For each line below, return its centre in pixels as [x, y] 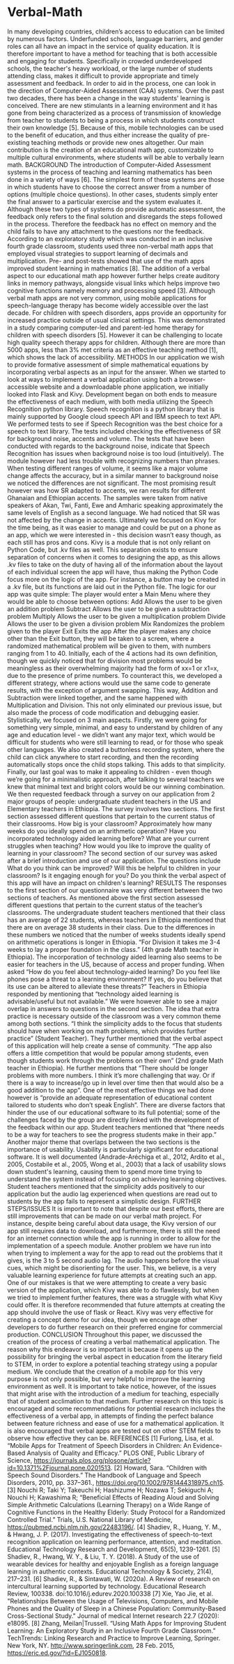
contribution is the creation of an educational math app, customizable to [110, 150]
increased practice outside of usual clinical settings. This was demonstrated [116, 320]
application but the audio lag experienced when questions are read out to [112, 1194]
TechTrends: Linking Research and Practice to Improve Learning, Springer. [114, 1638]
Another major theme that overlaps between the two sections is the [104, 1142]
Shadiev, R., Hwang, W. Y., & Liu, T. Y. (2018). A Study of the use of [103, 1556]
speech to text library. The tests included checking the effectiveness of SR [114, 431]
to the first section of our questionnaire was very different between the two [115, 890]
